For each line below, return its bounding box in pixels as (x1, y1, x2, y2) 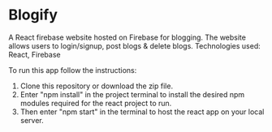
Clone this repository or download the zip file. (19, 81, 173, 91)
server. (19, 115, 45, 125)
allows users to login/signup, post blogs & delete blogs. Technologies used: (8, 40, 261, 50)
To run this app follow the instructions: (8, 65, 137, 75)
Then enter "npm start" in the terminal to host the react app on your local (19, 107, 265, 117)
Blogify (8, 6, 58, 24)
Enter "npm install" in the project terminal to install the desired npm (19, 89, 245, 99)
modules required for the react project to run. (19, 98, 172, 108)
